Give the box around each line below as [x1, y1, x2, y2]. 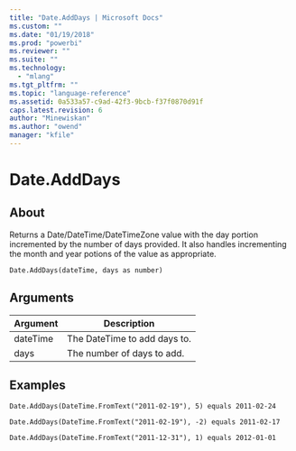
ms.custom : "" [9, 22, 63, 31]
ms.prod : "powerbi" [9, 38, 83, 48]
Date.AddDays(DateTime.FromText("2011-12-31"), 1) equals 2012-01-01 [9, 433, 277, 442]
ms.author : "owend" [9, 123, 83, 132]
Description [103, 317, 155, 329]
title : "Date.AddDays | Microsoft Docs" [9, 13, 164, 23]
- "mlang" [17, 72, 54, 81]
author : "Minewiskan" [9, 114, 91, 123]
